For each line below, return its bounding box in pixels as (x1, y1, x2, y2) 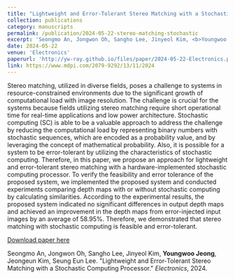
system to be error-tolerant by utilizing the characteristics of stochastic (7, 148, 213, 156)
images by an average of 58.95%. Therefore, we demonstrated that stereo (7, 214, 222, 223)
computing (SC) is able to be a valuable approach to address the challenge (7, 118, 223, 126)
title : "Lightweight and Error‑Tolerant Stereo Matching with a (7, 10, 199, 17)
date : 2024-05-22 (7, 43, 58, 50)
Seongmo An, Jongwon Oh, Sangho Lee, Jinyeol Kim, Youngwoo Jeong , (7, 249, 217, 257)
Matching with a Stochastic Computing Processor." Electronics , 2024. (7, 264, 208, 272)
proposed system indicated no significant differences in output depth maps (7, 199, 225, 208)
